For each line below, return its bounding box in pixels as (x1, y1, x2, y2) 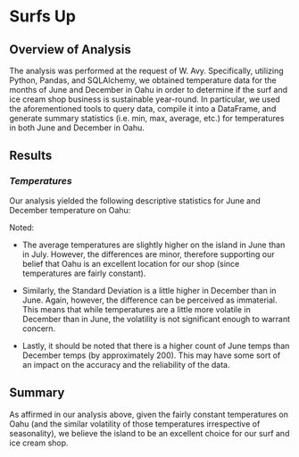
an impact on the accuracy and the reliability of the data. (21, 359, 230, 370)
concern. (21, 323, 56, 334)
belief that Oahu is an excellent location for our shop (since (21, 258, 240, 269)
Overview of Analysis (9, 42, 132, 57)
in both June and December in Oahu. (9, 122, 145, 133)
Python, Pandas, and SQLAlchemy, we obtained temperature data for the (9, 75, 277, 86)
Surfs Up (9, 6, 76, 27)
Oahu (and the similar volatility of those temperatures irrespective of (9, 418, 261, 429)
